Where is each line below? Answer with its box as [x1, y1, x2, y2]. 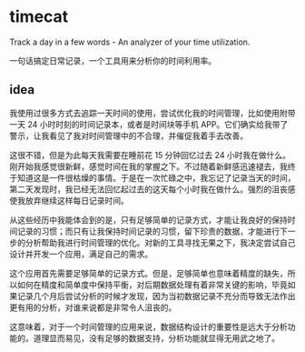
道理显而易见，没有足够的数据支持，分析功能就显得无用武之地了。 [33, 332, 280, 343]
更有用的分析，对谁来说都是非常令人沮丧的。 [9, 302, 177, 313]
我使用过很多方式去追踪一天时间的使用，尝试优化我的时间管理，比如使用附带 [9, 107, 296, 118]
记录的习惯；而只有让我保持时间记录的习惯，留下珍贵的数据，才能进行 [16, 226, 280, 236]
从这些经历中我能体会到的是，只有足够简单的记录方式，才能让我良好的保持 [9, 214, 288, 225]
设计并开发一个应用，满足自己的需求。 [9, 248, 152, 259]
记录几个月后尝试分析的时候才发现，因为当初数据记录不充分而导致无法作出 [16, 290, 296, 301]
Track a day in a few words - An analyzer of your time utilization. [9, 36, 251, 47]
